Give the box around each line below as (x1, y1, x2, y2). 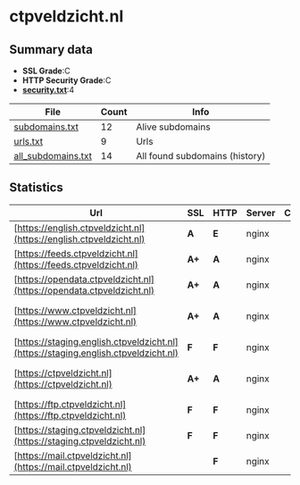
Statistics (9, 180, 64, 196)
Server (246, 206, 276, 219)
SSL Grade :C (21, 65, 71, 76)
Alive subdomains (136, 121, 212, 133)
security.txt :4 (21, 85, 75, 95)
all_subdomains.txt (13, 150, 92, 162)
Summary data (9, 42, 94, 57)
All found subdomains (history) (136, 150, 266, 162)
